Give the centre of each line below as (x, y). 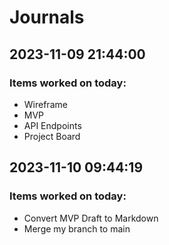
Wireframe (45, 104)
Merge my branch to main (77, 228)
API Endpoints (52, 125)
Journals (47, 17)
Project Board (52, 136)
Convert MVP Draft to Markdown (91, 218)
